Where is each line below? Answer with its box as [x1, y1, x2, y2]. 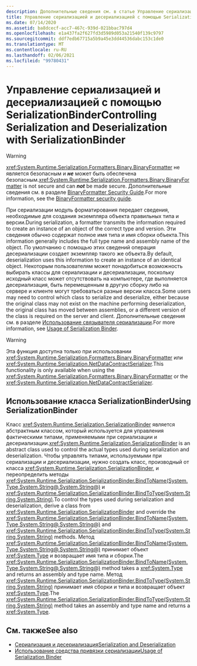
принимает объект [101, 546, 148, 553]
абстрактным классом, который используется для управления [6, 427, 164, 434]
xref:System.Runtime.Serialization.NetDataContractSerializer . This [6, 360, 164, 367]
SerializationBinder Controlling [6, 108, 157, 121]
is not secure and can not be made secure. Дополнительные [23, 183, 172, 190]
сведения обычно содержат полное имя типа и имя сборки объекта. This [6, 232, 189, 239]
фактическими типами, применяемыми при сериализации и [6, 433, 157, 441]
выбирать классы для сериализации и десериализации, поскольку [6, 269, 175, 276]
